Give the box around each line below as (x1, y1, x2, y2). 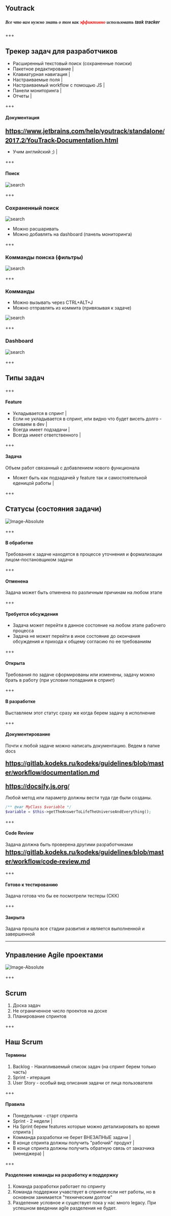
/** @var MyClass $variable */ (5, 805, 72, 810)
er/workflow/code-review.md (5, 856, 91, 866)
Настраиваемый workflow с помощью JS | (12, 82, 105, 88)
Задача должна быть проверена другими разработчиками (5, 841, 133, 847)
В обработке (5, 540, 34, 546)
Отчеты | (12, 93, 32, 99)
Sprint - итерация (12, 1074, 51, 1080)
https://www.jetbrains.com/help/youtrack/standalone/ (5, 126, 165, 136)
